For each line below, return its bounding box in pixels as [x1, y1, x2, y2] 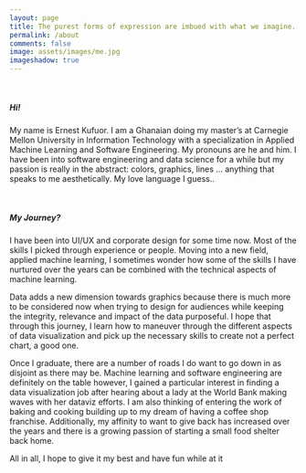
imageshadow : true [9, 56, 79, 65]
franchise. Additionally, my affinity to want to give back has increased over [9, 415, 290, 426]
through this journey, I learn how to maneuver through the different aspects [9, 321, 292, 331]
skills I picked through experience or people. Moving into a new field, [9, 244, 269, 256]
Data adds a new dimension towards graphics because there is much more [9, 291, 291, 302]
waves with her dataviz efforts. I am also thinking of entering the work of [9, 396, 282, 407]
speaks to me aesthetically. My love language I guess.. [9, 173, 215, 184]
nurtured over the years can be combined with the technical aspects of [9, 264, 277, 275]
